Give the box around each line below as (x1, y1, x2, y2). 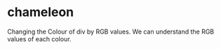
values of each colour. (7, 34, 72, 43)
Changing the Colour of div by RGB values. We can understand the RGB (7, 27, 215, 36)
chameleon (7, 4, 74, 20)
